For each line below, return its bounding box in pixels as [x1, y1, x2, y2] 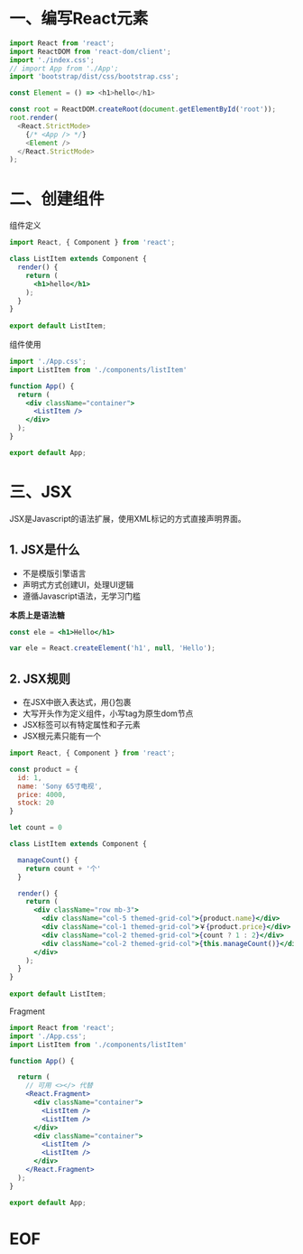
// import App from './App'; [9, 64, 119, 73]
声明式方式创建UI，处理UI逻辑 [22, 579, 134, 590]
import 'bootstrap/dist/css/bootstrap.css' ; [9, 72, 179, 81]
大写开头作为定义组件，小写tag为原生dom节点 [22, 708, 194, 719]
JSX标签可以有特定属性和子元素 [22, 720, 142, 730]
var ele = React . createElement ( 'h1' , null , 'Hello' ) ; [9, 644, 216, 653]
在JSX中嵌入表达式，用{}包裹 [22, 697, 133, 708]
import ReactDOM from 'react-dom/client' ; [9, 47, 171, 56]
